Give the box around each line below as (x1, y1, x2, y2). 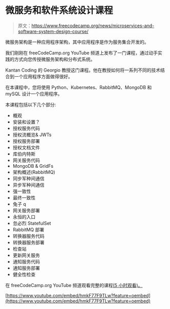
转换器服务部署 (12, 239, 45, 246)
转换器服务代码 (12, 233, 45, 239)
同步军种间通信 (12, 175, 45, 182)
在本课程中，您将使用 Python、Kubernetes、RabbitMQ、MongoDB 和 (5, 84, 152, 90)
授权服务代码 (12, 125, 40, 131)
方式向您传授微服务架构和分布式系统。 (14, 56, 95, 62)
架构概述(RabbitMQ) (12, 169, 55, 175)
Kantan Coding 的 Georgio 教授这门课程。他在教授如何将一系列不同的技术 (5, 67, 160, 73)
